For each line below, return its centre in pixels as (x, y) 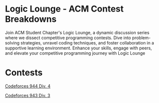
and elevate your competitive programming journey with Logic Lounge (75, 53)
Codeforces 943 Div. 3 (28, 95)
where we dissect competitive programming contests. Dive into (68, 38)
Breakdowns (31, 19)
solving (12, 43)
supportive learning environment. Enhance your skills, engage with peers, (79, 48)
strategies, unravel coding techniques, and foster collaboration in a (87, 43)
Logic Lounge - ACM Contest (64, 9)
